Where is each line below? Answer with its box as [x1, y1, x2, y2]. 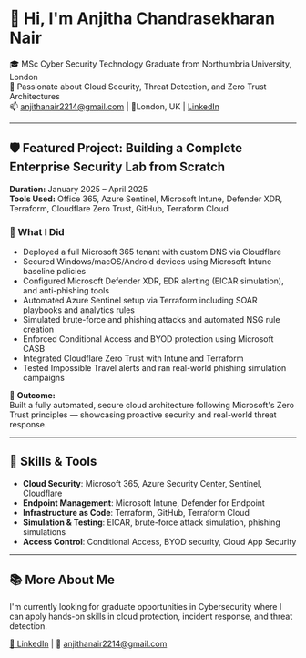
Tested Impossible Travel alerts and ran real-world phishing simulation [22, 363, 287, 374]
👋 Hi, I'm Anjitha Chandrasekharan [9, 8, 276, 29]
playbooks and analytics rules [22, 304, 135, 315]
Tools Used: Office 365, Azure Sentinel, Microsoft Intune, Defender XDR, [9, 193, 283, 204]
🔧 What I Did [9, 225, 66, 238]
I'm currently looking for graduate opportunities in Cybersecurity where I [9, 601, 282, 612]
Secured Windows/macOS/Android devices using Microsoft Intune [22, 256, 272, 267]
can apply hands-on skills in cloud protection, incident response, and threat [9, 611, 293, 622]
